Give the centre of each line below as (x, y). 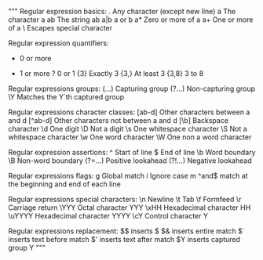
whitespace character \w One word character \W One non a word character (130, 137)
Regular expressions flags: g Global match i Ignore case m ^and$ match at (128, 176)
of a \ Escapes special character (60, 28)
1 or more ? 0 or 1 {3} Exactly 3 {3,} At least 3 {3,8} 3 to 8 (111, 73)
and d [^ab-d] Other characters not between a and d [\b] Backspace (119, 120)
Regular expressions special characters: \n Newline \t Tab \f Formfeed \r (125, 199)
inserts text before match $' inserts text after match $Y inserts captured (124, 239)
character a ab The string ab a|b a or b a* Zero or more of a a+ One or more (131, 20)
